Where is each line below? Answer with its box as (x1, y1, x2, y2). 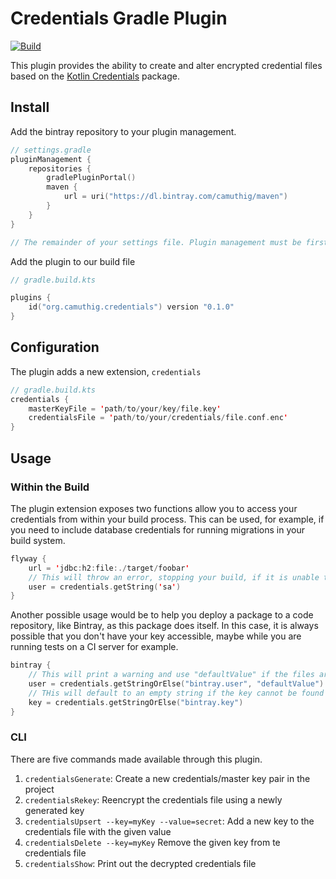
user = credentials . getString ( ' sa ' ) (28, 582, 182, 592)
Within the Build (10, 480, 90, 494)
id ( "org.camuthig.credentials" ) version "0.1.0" (28, 302, 235, 312)
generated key (24, 804, 85, 816)
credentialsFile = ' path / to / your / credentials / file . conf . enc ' (28, 413, 289, 423)
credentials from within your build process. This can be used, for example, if (10, 513, 325, 525)
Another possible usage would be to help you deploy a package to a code (10, 609, 314, 621)
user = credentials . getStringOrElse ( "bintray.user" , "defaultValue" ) (28, 679, 325, 689)
